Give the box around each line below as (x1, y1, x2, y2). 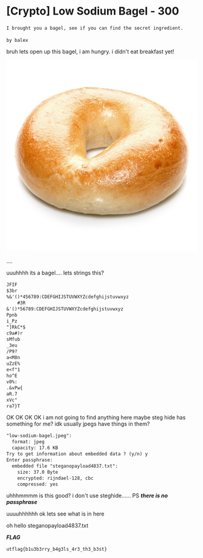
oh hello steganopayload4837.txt (6, 522, 89, 529)
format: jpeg (12, 438, 45, 444)
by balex (6, 37, 29, 43)
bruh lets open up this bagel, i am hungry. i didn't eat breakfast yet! (6, 47, 174, 55)
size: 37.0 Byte (17, 469, 59, 475)
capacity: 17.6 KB (12, 444, 59, 451)
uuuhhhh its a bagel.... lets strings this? (6, 269, 105, 276)
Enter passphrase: (6, 457, 53, 463)
